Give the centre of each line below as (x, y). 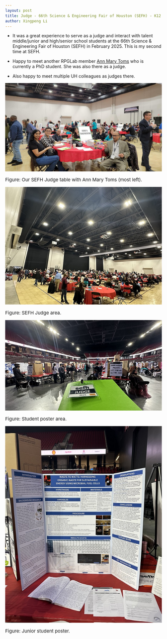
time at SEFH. (26, 52)
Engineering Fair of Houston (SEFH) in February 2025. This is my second (87, 46)
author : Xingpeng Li (27, 21)
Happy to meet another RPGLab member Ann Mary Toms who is (78, 61)
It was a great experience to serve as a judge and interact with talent (83, 36)
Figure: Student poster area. (36, 419)
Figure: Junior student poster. (38, 631)
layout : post (19, 10)
